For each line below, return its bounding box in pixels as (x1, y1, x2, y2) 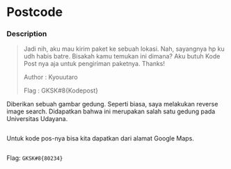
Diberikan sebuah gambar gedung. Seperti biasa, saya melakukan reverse (6, 100, 218, 108)
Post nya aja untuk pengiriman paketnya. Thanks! (23, 60, 165, 68)
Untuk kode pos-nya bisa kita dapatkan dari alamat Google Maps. (6, 134, 194, 143)
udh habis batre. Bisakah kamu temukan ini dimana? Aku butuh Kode (23, 52, 221, 61)
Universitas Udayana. (6, 115, 68, 123)
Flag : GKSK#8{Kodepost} (23, 86, 99, 95)
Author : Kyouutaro (23, 73, 78, 81)
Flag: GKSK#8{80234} (6, 154, 63, 162)
